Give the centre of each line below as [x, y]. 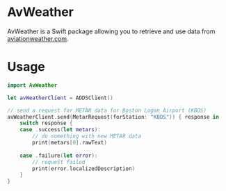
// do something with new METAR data [87, 136]
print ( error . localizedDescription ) [84, 168]
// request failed [59, 162]
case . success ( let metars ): [60, 130]
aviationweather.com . [38, 38]
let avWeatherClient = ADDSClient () [60, 98]
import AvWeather [32, 85]
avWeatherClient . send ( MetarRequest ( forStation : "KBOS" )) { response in [113, 117]
